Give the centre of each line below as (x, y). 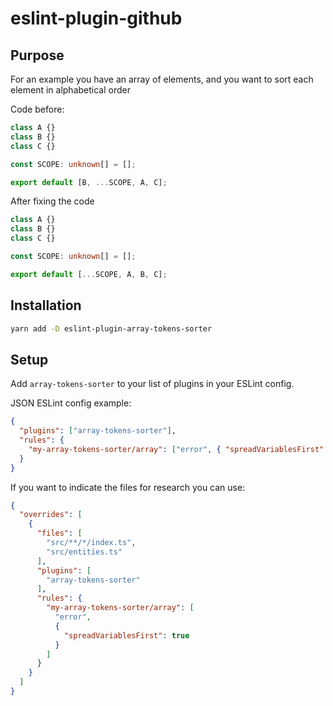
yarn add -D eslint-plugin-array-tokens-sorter (111, 328)
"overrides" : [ (51, 515)
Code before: (37, 109)
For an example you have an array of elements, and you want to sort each (162, 79)
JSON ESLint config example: (71, 403)
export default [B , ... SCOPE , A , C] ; (89, 182)
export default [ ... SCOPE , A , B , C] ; (89, 274)
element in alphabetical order (70, 90)
